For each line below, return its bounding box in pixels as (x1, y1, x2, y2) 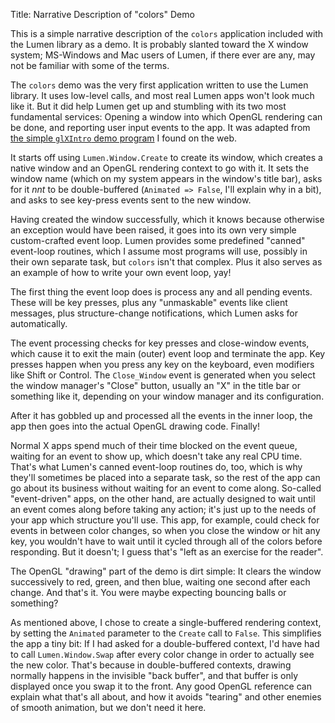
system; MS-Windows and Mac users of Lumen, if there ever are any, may (10, 49, 316, 61)
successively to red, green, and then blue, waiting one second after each (10, 576, 311, 588)
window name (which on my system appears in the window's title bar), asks (10, 173, 323, 184)
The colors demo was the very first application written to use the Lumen (10, 79, 309, 91)
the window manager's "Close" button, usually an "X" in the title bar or (10, 380, 301, 391)
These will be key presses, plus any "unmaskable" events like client (10, 297, 288, 308)
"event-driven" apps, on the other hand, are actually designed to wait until (10, 493, 316, 504)
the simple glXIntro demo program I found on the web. (10, 132, 238, 144)
